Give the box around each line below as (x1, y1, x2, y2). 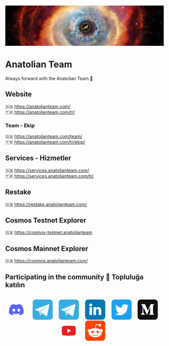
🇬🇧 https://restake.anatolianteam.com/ (5, 201, 87, 207)
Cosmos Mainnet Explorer (5, 244, 89, 253)
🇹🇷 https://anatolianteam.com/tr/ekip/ (5, 139, 86, 145)
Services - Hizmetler (5, 154, 71, 163)
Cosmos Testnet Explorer (5, 216, 87, 225)
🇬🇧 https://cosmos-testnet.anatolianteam (5, 230, 93, 236)
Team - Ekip (5, 122, 35, 129)
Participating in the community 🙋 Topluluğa (5, 272, 144, 281)
